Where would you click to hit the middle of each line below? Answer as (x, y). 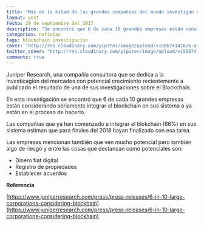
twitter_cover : (25, 52)
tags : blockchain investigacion (47, 40)
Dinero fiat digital (36, 160)
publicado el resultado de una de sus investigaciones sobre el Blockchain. (99, 87)
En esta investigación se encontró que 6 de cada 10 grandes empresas (95, 99)
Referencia (20, 185)
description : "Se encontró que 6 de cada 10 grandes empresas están (95, 29)
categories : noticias (34, 35)
